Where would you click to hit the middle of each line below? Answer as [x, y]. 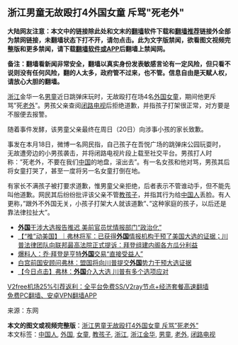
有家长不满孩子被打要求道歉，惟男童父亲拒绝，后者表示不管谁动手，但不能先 [119, 185]
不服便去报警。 [29, 114]
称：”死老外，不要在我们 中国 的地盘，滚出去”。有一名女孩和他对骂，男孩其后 [119, 162]
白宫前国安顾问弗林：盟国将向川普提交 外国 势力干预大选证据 [104, 262]
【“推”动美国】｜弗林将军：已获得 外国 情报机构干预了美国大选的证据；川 [123, 236]
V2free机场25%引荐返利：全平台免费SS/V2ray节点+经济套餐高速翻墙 [108, 286]
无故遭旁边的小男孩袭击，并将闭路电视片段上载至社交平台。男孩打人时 [110, 153]
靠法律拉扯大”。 [31, 212]
